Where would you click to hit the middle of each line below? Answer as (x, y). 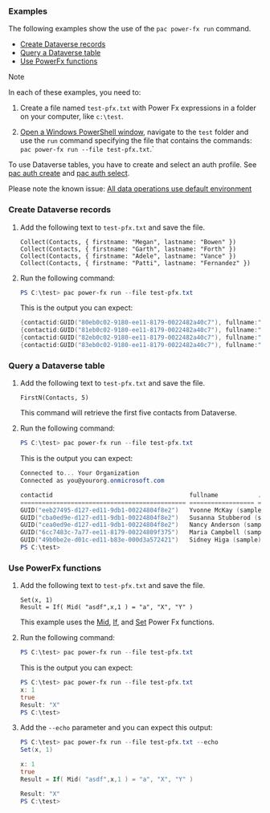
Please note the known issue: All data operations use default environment (130, 189)
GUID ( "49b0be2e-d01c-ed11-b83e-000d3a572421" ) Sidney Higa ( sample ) (141, 540)
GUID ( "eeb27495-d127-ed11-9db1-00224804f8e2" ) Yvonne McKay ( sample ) (142, 510)
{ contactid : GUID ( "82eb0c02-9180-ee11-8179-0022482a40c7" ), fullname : (139, 338)
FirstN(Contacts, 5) (54, 398)
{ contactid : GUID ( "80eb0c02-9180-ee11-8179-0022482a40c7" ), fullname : (139, 323)
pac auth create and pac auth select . (69, 174)
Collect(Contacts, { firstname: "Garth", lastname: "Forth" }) (128, 249)
